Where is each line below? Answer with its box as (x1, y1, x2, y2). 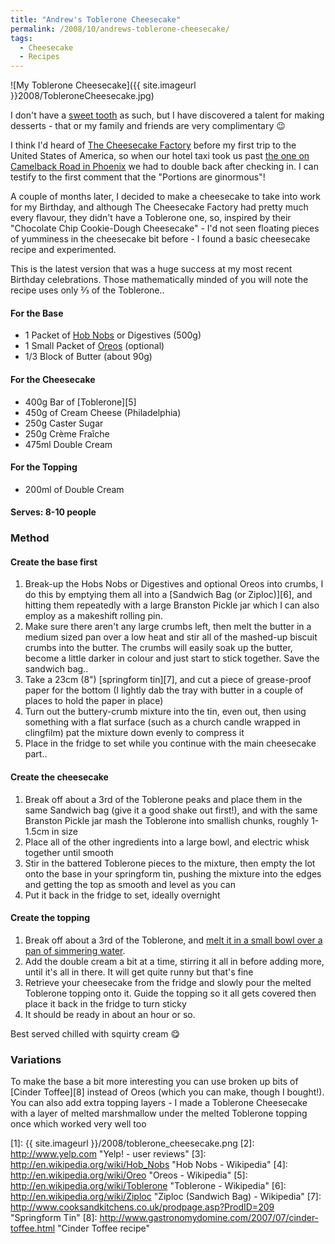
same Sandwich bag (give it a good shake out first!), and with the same (24, 804, 318, 816)
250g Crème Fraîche (24, 427, 110, 440)
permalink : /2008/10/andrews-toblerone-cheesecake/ (10, 24, 230, 34)
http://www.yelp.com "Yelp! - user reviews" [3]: (10, 1148, 207, 1160)
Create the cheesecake (10, 771, 109, 783)
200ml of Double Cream (24, 483, 125, 495)
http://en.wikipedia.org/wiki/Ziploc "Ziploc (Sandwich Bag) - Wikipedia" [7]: (10, 1191, 322, 1203)
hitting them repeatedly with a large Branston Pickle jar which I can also (24, 599, 320, 611)
